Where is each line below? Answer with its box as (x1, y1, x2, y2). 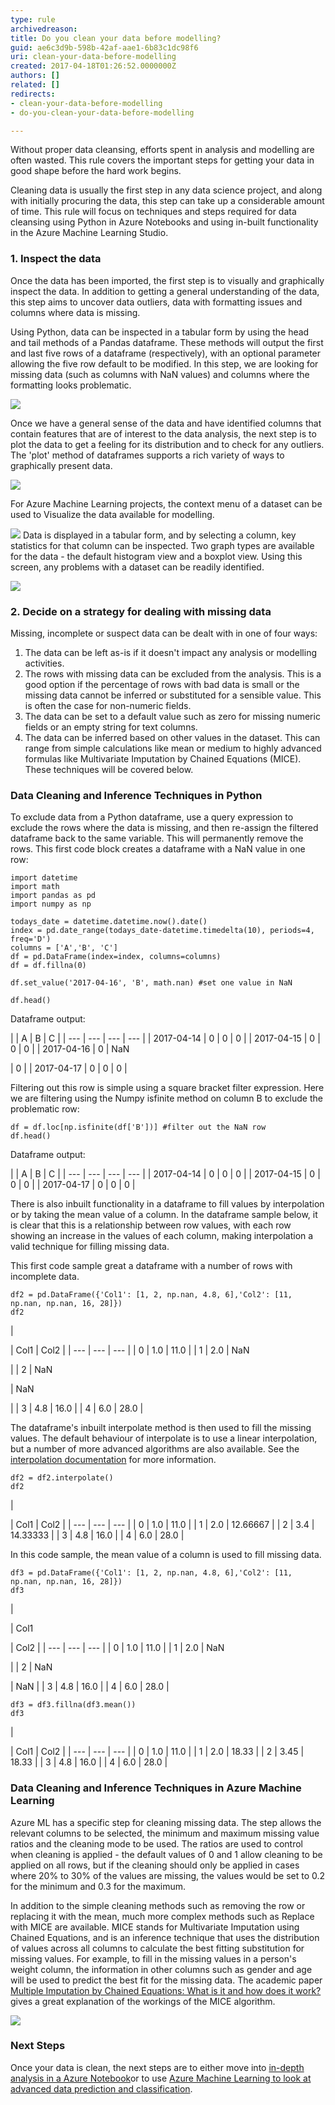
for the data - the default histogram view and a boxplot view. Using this (10, 550, 303, 562)
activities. (24, 657, 65, 669)
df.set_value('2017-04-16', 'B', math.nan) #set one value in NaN (10, 978, 293, 988)
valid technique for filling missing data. (10, 1241, 170, 1253)
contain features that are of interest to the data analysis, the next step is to (10, 427, 317, 440)
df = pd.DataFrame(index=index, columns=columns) (10, 952, 222, 962)
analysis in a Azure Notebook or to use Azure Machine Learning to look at (10, 2072, 312, 2084)
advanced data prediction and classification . (10, 2082, 193, 2095)
